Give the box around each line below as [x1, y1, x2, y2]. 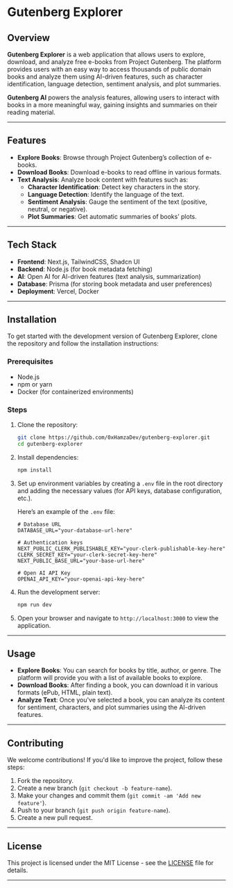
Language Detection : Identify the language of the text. [27, 190, 184, 198]
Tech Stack [7, 239, 57, 251]
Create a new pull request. [17, 814, 93, 822]
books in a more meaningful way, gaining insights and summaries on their [7, 101, 218, 108]
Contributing [7, 737, 64, 749]
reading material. [7, 108, 55, 116]
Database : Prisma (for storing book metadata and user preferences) [17, 280, 213, 288]
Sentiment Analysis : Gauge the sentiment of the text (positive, [27, 197, 208, 206]
